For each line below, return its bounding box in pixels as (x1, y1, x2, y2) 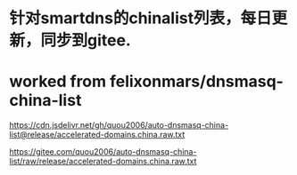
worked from (9, 72, 107, 91)
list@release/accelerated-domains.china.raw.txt (9, 130, 186, 140)
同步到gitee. (40, 30, 131, 51)
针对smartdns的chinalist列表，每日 (9, 8, 272, 28)
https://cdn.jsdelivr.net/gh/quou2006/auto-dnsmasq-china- (9, 120, 229, 131)
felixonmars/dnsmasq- (110, 72, 284, 91)
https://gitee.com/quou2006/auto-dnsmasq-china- (9, 147, 197, 157)
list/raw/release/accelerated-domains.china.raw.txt (9, 156, 197, 167)
